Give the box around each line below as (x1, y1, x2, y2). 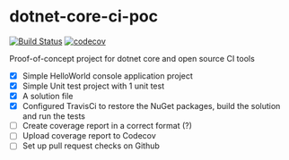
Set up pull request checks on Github (22, 140, 160, 151)
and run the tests (22, 111, 85, 122)
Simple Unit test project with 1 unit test (22, 80, 164, 91)
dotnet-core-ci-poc (9, 6, 159, 27)
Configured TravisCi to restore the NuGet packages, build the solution (22, 101, 281, 112)
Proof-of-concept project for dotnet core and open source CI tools (9, 53, 256, 63)
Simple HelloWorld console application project (22, 70, 193, 81)
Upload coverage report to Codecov (22, 131, 157, 141)
